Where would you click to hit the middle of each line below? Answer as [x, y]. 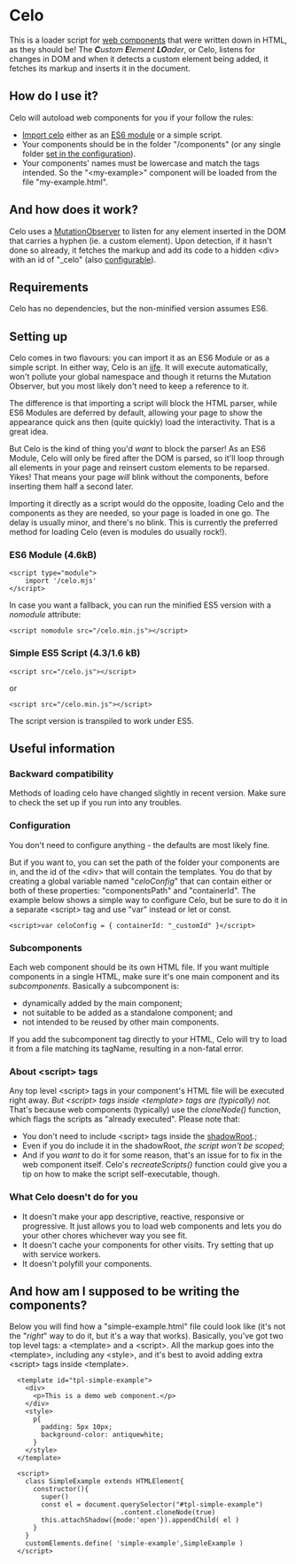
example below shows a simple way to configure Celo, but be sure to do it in [148, 900]
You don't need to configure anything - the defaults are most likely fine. [140, 845]
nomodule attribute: [45, 615]
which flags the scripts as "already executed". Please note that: [125, 1120]
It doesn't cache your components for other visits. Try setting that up [148, 1245]
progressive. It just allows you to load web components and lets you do [152, 1226]
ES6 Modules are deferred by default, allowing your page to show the [136, 413]
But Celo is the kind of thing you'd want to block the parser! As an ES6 [138, 449]
